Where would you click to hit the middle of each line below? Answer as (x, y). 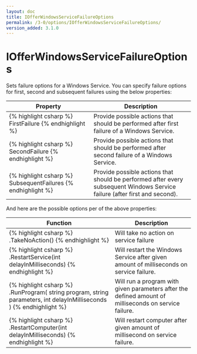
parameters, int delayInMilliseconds (58, 300)
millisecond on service (146, 335)
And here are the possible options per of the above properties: (81, 208)
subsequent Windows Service (135, 187)
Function (59, 223)
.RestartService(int (35, 257)
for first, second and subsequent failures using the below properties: (89, 92)
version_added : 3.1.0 (33, 28)
